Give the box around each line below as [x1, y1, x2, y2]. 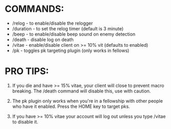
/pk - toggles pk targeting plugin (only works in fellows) [12, 47, 130, 53]
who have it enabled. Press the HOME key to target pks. [12, 103, 130, 109]
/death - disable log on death [12, 36, 74, 43]
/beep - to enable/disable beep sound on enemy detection [12, 31, 136, 37]
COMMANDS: [5, 3, 65, 15]
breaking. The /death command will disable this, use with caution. [12, 88, 151, 94]
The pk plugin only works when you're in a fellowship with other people [12, 98, 163, 104]
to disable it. [12, 119, 38, 125]
